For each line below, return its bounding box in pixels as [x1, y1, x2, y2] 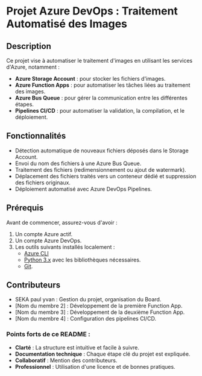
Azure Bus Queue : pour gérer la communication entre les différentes [14, 95, 188, 101]
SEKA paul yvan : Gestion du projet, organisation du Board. [14, 296, 162, 303]
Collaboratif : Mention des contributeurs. [14, 357, 118, 364]
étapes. [14, 101, 34, 108]
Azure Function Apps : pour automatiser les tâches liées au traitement [14, 81, 191, 89]
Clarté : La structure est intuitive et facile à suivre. [14, 343, 140, 351]
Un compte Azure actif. [14, 230, 73, 237]
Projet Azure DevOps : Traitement [6, 4, 178, 18]
